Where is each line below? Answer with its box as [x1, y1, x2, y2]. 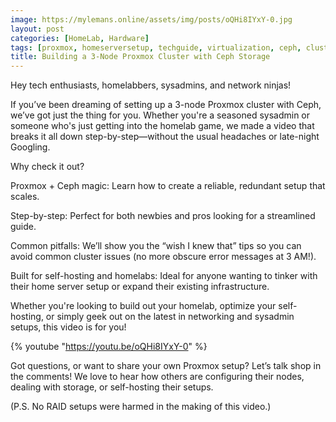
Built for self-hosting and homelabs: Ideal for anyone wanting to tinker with [10, 270, 318, 282]
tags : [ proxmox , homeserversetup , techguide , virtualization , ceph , [10, 42, 302, 53]
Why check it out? [10, 161, 85, 173]
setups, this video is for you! [10, 321, 127, 333]
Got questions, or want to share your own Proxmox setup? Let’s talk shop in [10, 360, 322, 372]
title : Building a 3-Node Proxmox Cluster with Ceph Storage [10, 52, 271, 62]
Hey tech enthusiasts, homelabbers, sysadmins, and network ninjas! [10, 79, 292, 91]
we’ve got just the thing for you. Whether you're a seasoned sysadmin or [10, 109, 311, 121]
